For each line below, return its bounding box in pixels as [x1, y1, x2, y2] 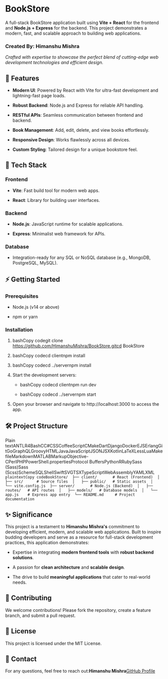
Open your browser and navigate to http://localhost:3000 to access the [12, 401, 159, 407]
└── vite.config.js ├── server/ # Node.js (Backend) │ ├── [5, 484, 153, 489]
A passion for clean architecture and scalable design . [12, 564, 125, 570]
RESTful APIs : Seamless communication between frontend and [12, 112, 143, 118]
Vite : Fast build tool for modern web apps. [12, 187, 100, 193]
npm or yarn [12, 314, 38, 320]
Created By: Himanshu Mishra [5, 43, 80, 50]
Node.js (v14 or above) [12, 304, 59, 310]
